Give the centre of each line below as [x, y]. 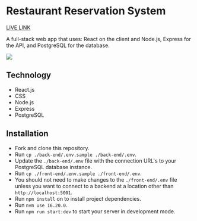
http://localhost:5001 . [44, 192]
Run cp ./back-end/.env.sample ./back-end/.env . [75, 154]
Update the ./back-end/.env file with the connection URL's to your [96, 161]
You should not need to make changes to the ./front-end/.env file [96, 179]
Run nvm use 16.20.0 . [41, 205]
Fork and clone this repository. [52, 148]
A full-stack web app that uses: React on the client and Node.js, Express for [99, 39]
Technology [29, 75]
